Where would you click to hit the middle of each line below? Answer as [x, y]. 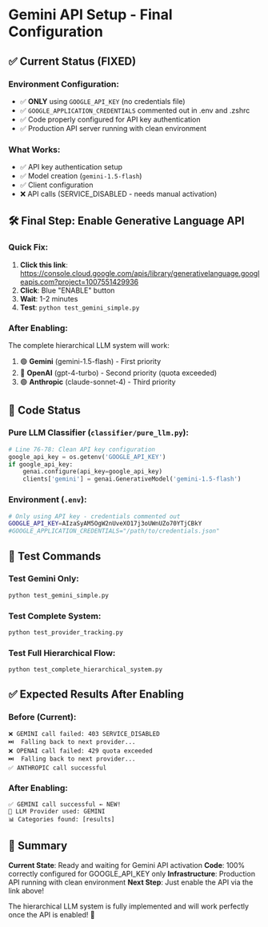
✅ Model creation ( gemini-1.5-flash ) [81, 176]
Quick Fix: [28, 247]
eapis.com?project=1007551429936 [79, 282]
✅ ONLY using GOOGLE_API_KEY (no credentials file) [102, 101]
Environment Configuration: [64, 84]
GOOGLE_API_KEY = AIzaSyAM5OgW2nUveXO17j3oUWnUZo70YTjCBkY [105, 524]
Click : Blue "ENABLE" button [67, 290]
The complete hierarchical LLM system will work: [89, 346]
